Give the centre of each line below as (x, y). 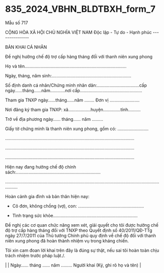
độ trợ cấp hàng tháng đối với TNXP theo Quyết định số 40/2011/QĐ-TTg (79, 230)
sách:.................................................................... (53, 172)
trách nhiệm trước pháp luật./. (35, 255)
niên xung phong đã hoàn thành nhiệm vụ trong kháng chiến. (67, 240)
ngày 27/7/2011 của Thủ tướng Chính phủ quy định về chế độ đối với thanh (81, 236)
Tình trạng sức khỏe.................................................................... (75, 215)
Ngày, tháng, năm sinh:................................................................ (68, 75)
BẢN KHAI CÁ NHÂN (26, 47)
